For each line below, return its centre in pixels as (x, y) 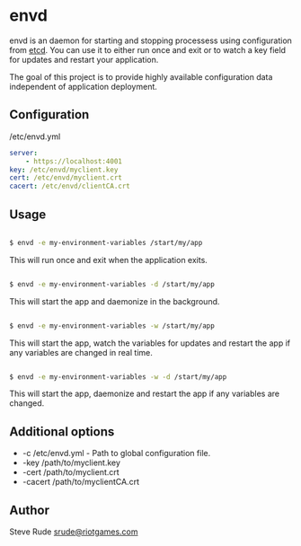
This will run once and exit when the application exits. (109, 260)
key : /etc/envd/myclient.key (64, 170)
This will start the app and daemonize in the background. (115, 301)
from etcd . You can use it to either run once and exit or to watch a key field (147, 49)
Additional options (62, 432)
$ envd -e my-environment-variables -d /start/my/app (112, 284)
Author (29, 510)
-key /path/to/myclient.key (71, 462)
